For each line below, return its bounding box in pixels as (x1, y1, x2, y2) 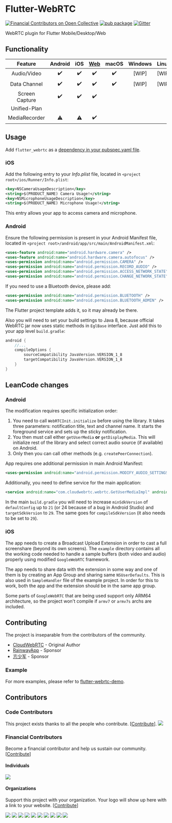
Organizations (5, 785, 36, 792)
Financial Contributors (5, 734, 62, 741)
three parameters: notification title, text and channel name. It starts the (12, 423, 162, 429)
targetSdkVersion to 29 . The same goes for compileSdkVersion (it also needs (5, 510, 165, 516)
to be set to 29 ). (5, 515, 38, 521)
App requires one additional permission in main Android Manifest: (5, 460, 143, 466)
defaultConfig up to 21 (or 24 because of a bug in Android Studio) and (5, 504, 154, 511)
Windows (128, 60, 152, 67)
